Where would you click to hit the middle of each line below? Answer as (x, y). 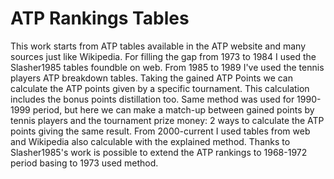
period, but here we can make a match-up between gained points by (173, 109)
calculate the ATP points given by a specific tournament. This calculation (160, 88)
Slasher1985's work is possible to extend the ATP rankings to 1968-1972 (159, 152)
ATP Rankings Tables (100, 18)
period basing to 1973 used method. (84, 163)
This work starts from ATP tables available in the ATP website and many (158, 46)
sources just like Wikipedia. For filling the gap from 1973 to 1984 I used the (163, 56)
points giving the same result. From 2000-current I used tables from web (160, 131)
